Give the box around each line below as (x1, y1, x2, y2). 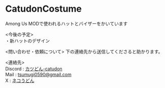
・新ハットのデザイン (5, 38, 50, 44)
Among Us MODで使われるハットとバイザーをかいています (5, 20, 128, 26)
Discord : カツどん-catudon (5, 66, 62, 72)
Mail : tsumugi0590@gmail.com (5, 71, 72, 77)
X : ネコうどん (5, 77, 35, 83)
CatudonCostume (5, 3, 82, 15)
